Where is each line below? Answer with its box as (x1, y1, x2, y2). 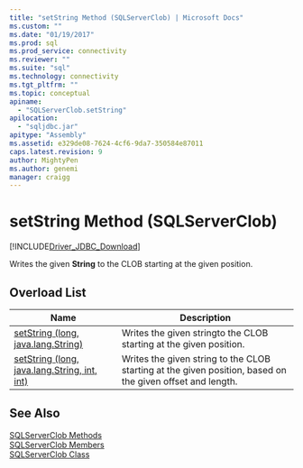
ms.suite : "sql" (9, 64, 70, 73)
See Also (9, 406, 60, 421)
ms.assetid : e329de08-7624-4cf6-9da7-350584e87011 (9, 139, 204, 148)
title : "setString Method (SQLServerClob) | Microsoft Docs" (9, 13, 244, 23)
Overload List (9, 285, 87, 300)
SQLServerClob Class (9, 448, 90, 460)
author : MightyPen (9, 155, 78, 165)
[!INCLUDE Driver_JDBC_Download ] (9, 241, 142, 252)
